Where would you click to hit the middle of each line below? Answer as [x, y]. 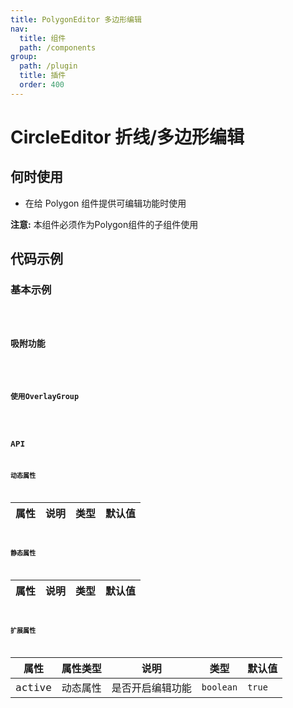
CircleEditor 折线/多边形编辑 [127, 137]
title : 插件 [43, 76]
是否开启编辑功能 [151, 688]
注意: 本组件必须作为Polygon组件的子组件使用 [104, 224]
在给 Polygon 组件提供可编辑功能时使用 [105, 203]
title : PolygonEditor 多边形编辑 [76, 19]
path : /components [58, 47]
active [33, 687]
